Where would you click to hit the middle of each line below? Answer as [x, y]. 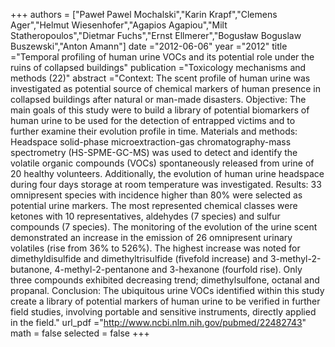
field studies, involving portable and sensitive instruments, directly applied [163, 312]
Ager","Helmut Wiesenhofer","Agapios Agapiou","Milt [119, 25]
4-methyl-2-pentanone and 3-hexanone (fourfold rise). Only [178, 269]
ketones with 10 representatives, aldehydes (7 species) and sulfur [145, 216]
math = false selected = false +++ [80, 333]
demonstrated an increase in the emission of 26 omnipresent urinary [151, 237]
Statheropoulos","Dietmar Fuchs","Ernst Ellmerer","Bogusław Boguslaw [156, 35]
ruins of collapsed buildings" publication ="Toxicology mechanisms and [158, 67]
